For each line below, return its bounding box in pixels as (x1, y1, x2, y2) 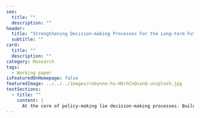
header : (6, 25, 26, 32)
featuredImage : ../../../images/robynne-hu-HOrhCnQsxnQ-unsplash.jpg (6, 81, 183, 87)
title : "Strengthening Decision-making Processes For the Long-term (11, 31, 185, 37)
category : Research (6, 58, 55, 64)
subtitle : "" (11, 36, 44, 42)
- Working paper (11, 70, 52, 76)
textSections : (6, 86, 42, 92)
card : (6, 42, 20, 48)
